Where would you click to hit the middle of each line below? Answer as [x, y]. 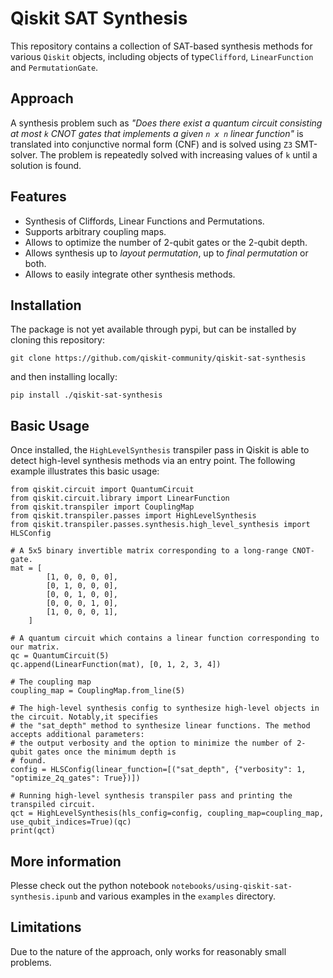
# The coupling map [51, 682]
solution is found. [46, 165]
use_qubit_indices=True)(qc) [71, 822]
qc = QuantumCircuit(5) [60, 656]
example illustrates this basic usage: [85, 471]
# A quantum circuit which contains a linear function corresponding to [165, 638]
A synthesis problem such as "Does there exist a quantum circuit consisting [166, 123]
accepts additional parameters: [77, 735]
